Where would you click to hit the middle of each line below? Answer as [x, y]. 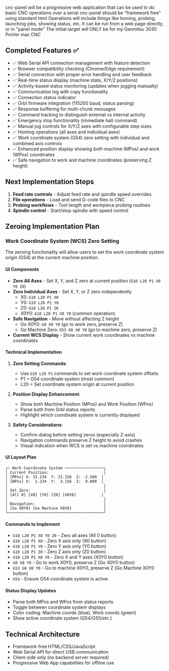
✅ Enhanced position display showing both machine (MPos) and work [86, 149]
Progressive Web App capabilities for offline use [63, 663]
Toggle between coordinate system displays [59, 607]
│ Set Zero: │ [56, 490]
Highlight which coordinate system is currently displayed [80, 415]
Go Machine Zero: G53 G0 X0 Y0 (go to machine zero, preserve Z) [89, 330]
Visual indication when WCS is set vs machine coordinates [82, 445]
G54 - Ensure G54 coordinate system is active [60, 579]
